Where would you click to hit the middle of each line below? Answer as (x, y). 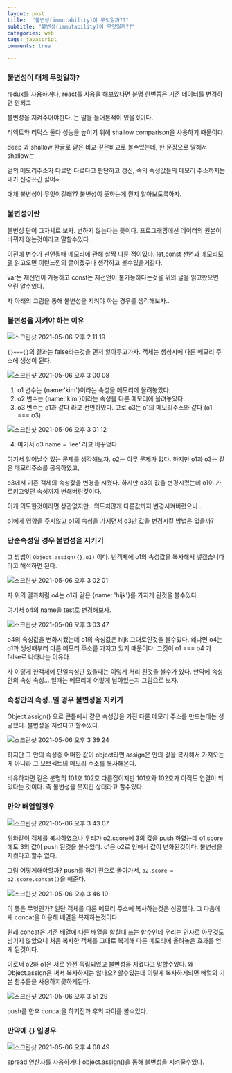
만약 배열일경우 (31, 807)
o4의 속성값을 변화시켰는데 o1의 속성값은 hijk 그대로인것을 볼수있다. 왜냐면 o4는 (115, 640)
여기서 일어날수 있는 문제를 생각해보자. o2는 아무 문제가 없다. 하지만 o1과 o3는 (113, 459)
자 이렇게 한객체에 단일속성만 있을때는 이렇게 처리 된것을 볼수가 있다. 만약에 (109, 672)
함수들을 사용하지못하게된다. (53, 981)
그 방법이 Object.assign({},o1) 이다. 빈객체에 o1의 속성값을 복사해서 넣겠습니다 (116, 557)
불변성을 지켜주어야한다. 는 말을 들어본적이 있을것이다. (80, 118)
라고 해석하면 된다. (32, 566)
